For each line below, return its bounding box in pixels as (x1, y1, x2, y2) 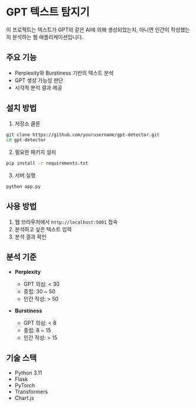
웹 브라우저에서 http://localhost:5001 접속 (14, 218, 118, 225)
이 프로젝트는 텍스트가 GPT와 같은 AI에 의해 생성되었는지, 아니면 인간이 (6, 26, 169, 33)
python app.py (6, 184, 41, 190)
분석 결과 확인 (14, 233, 47, 240)
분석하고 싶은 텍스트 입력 (14, 225, 72, 232)
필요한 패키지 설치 (14, 148, 56, 156)
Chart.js (14, 394, 34, 401)
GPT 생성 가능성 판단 (14, 76, 64, 83)
